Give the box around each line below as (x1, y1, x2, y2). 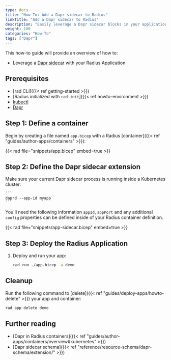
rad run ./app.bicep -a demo (12, 263, 75, 268)
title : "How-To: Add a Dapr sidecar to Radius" (5, 12, 108, 17)
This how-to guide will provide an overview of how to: (5, 49, 118, 56)
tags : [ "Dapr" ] (5, 36, 38, 41)
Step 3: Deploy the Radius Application (5, 239, 128, 247)
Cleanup (5, 276, 33, 285)
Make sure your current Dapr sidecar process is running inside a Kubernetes (5, 176, 166, 182)
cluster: (5, 181, 21, 187)
